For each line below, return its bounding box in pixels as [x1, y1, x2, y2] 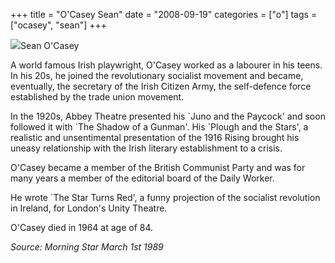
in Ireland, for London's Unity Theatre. [10, 202, 168, 214]
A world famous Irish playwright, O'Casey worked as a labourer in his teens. [10, 59, 323, 71]
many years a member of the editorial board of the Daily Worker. [10, 172, 275, 184]
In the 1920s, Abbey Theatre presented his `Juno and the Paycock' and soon [10, 110, 326, 122]
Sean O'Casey [20, 40, 80, 51]
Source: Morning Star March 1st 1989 [10, 241, 164, 253]
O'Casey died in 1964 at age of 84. [10, 222, 154, 233]
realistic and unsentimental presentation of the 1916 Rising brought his [10, 132, 300, 143]
